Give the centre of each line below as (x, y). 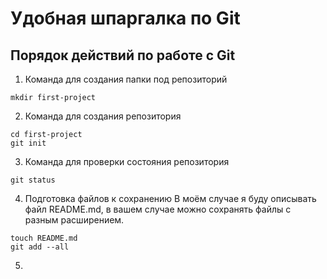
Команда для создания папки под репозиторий (126, 79)
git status (33, 180)
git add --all (40, 247)
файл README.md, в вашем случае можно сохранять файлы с (158, 209)
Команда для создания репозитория (103, 116)
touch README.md (44, 238)
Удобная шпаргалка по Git (125, 18)
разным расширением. (74, 220)
